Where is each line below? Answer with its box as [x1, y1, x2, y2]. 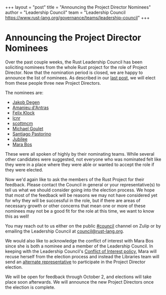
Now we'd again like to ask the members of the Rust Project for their [5, 176, 145, 182]
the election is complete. [5, 284, 55, 290]
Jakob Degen [12, 99, 40, 105]
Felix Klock [12, 110, 35, 116]
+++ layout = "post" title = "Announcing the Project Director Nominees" [5, 4, 151, 10]
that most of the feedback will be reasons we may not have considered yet [5, 192, 158, 198]
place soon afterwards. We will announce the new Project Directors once [5, 279, 154, 285]
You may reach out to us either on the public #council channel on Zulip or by [5, 223, 161, 229]
